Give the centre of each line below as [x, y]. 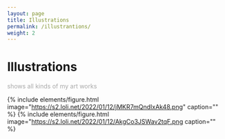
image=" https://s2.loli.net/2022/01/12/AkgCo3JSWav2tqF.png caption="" [111, 122]
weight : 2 [21, 33]
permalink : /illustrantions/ [49, 26]
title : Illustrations [38, 20]
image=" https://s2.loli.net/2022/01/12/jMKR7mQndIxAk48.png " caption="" [113, 107]
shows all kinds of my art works [52, 86]
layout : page [26, 13]
